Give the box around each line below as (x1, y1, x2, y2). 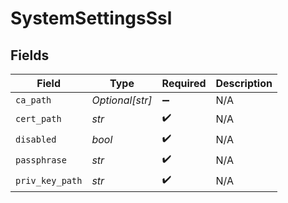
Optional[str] (91, 93, 153, 107)
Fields (10, 47, 50, 64)
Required (161, 77, 207, 90)
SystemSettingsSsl (10, 7, 173, 30)
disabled (15, 133, 57, 145)
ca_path (15, 95, 52, 106)
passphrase (15, 154, 67, 166)
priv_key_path (15, 175, 83, 186)
